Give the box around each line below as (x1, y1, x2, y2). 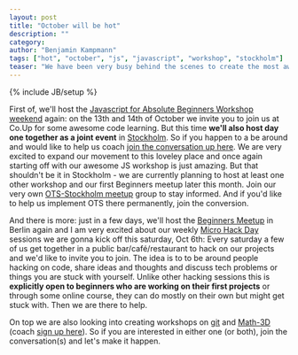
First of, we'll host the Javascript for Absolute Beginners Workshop (9, 104, 255, 114)
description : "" (9, 29, 69, 38)
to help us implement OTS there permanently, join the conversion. (9, 197, 249, 208)
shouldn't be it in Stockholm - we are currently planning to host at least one (9, 169, 285, 180)
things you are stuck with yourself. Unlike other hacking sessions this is (9, 271, 271, 282)
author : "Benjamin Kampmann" (9, 46, 117, 55)
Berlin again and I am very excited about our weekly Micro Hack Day (9, 224, 259, 235)
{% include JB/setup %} (9, 86, 98, 97)
